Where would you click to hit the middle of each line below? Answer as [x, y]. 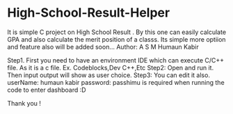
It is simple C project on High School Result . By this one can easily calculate [117, 32]
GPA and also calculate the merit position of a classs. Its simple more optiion [116, 39]
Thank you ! [24, 103]
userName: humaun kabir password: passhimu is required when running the [116, 82]
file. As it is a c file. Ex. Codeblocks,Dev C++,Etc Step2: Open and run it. [111, 67]
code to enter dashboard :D [47, 90]
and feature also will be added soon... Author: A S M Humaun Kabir [103, 47]
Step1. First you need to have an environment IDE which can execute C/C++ [116, 60]
